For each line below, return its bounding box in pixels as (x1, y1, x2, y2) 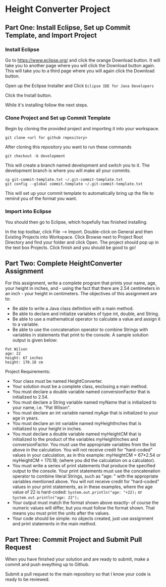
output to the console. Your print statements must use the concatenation (12, 468, 161, 474)
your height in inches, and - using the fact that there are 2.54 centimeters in (5, 285, 160, 291)
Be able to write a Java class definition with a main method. (12, 306, 134, 312)
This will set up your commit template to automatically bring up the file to (5, 190, 154, 196)
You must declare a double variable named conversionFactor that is (12, 389, 150, 395)
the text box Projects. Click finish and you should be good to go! (5, 245, 136, 251)
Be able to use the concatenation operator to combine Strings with (12, 327, 148, 333)
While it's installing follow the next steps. (5, 102, 88, 108)
